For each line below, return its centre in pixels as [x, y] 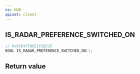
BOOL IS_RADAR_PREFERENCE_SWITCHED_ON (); [49, 51]
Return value [25, 66]
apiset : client [21, 14]
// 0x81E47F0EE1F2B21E [29, 46]
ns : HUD [13, 10]
